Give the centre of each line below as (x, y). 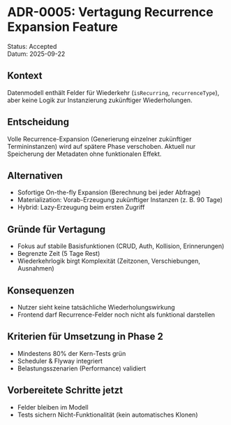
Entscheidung (38, 122)
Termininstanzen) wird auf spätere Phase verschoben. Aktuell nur (102, 146)
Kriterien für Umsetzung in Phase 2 (85, 337)
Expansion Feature (63, 27)
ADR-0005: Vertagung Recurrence (111, 12)
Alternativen (35, 175)
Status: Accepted (32, 46)
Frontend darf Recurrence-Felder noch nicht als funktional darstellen (116, 315)
